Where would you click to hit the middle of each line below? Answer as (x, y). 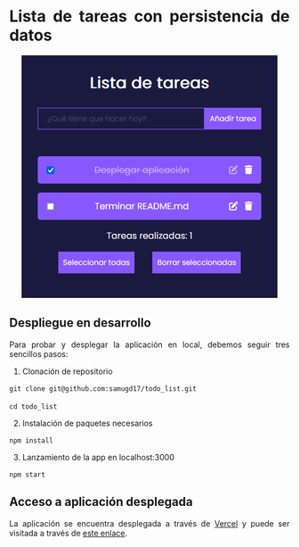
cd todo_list (33, 406)
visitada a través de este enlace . (68, 533)
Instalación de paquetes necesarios (87, 423)
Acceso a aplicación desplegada (101, 502)
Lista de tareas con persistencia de (149, 17)
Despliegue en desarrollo (80, 323)
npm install (31, 440)
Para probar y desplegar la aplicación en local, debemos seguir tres (149, 344)
